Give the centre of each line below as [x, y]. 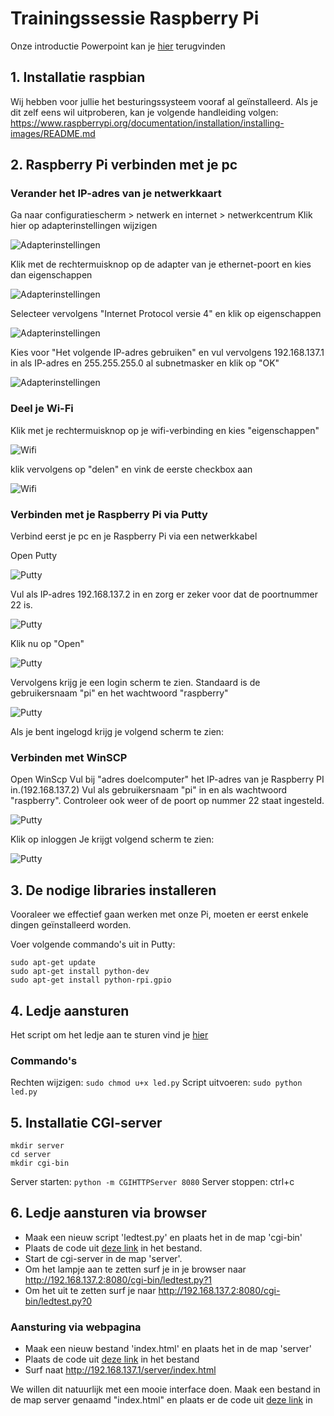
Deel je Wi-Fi [42, 409]
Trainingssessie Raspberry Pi [135, 18]
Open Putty [34, 556]
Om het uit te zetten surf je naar [90, 1290]
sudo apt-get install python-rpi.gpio [91, 980]
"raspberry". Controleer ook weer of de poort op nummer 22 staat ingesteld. [167, 801]
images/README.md [53, 133]
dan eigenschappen [51, 275]
